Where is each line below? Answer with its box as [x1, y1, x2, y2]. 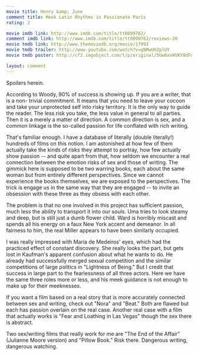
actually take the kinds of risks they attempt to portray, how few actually [6, 146, 181, 153]
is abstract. [6, 319, 34, 326]
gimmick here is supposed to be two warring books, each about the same [6, 165, 185, 172]
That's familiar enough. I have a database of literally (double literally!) [6, 134, 174, 141]
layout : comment [6, 63, 46, 69]
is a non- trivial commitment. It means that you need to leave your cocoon [6, 97, 186, 104]
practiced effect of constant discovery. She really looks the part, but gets [6, 244, 184, 251]
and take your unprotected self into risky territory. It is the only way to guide [6, 103, 190, 110]
